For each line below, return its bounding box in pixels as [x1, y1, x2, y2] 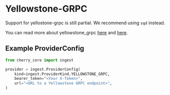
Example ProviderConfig [5, 44, 85, 53]
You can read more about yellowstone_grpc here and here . [5, 29, 128, 35]
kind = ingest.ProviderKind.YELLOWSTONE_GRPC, [14, 71, 110, 76]
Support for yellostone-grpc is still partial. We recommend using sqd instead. [5, 20, 165, 26]
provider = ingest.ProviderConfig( [5, 67, 81, 72]
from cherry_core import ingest [5, 58, 74, 63]
